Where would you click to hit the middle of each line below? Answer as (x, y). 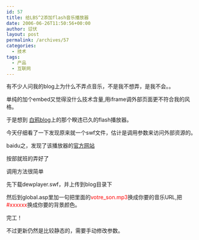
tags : (13, 57)
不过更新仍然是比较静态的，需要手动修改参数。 (65, 231)
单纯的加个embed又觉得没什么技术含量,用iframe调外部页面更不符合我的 (96, 99)
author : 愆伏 (22, 29)
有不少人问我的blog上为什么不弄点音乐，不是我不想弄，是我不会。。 (90, 86)
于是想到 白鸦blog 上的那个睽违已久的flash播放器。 (69, 120)
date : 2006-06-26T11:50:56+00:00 (49, 23)
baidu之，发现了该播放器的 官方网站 (51, 146)
